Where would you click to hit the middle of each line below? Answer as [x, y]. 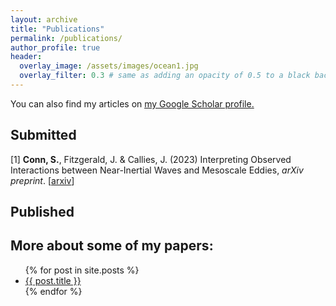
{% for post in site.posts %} [82, 270]
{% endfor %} [53, 291]
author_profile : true [55, 47]
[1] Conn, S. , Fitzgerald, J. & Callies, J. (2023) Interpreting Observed [151, 159]
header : [26, 57]
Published [42, 212]
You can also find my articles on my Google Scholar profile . [132, 103]
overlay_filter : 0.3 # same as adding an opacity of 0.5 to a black [165, 76]
